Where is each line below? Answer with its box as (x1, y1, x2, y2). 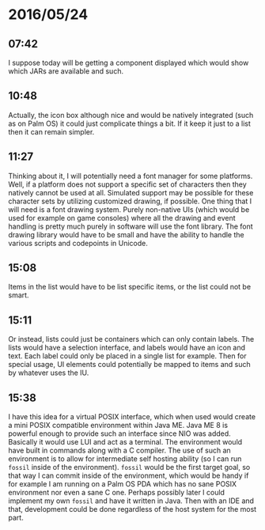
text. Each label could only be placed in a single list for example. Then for (8, 351, 247, 361)
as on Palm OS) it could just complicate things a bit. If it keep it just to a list (8, 119, 252, 128)
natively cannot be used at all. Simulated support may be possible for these (8, 187, 254, 197)
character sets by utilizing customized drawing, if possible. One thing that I (8, 196, 252, 206)
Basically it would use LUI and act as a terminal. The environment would (8, 437, 243, 447)
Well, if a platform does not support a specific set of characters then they (8, 180, 247, 189)
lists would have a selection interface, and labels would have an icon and (8, 343, 246, 353)
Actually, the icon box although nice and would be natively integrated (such (8, 110, 254, 119)
